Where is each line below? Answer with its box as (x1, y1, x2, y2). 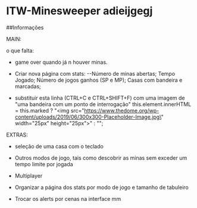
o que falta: (6, 46, 35, 54)
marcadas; (14, 82, 42, 90)
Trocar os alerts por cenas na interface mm (14, 195, 121, 202)
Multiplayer (14, 172, 43, 179)
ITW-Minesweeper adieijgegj (6, 4, 153, 18)
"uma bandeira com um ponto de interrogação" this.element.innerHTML (14, 100, 192, 108)
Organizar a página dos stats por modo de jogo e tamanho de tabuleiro (14, 184, 189, 191)
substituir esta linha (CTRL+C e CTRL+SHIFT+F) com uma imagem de (14, 94, 185, 101)
